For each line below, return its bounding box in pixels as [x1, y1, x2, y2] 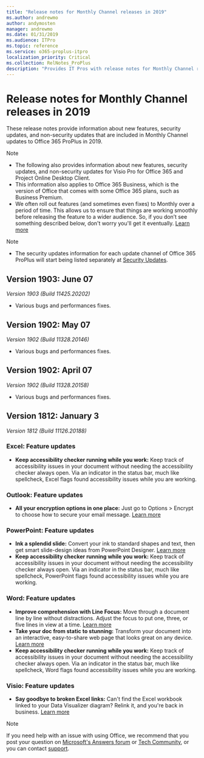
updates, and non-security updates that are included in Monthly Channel [6, 132, 188, 139]
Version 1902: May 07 [6, 319, 90, 330]
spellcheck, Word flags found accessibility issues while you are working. [15, 666, 197, 673]
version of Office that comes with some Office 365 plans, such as [15, 187, 180, 195]
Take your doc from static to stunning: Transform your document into [15, 627, 191, 634]
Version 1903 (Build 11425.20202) [6, 290, 90, 297]
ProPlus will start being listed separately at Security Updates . [15, 257, 168, 264]
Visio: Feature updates [6, 681, 75, 690]
